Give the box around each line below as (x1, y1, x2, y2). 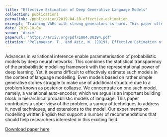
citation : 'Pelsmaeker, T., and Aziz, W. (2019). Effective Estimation (5, 40, 157, 45)
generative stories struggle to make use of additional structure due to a (5, 79, 151, 85)
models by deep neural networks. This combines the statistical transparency (5, 58, 162, 65)
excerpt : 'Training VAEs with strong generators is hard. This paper (5, 21, 153, 26)
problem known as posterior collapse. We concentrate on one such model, (5, 85, 158, 91)
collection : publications (5, 12, 59, 17)
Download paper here (5, 126, 50, 132)
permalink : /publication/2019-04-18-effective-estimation (5, 16, 128, 21)
